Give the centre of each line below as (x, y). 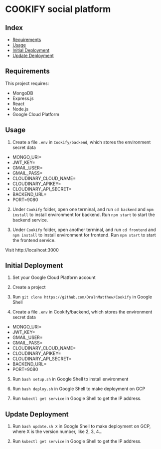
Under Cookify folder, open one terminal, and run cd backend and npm (83, 209)
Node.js (20, 109)
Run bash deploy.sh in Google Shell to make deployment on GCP (79, 389)
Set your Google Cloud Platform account (54, 277)
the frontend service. (34, 240)
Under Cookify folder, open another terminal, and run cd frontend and (84, 229)
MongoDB (23, 93)
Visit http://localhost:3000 (32, 250)
